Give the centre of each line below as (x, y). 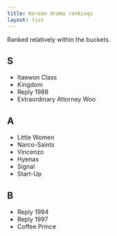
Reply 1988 (33, 92)
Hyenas (28, 159)
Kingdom (30, 85)
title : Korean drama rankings (50, 13)
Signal (26, 167)
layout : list (26, 20)
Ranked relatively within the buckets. (59, 39)
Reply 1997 (32, 219)
